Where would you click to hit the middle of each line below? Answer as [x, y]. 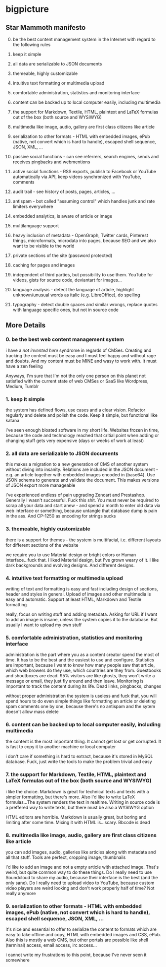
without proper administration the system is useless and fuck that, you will [81, 696]
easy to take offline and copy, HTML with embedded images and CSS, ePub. [83, 935]
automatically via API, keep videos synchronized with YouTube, [77, 177]
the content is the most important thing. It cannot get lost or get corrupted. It [83, 741]
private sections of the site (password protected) [62, 256]
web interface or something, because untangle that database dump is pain [82, 511]
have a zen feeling [24, 366]
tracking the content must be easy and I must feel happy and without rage [81, 355]
